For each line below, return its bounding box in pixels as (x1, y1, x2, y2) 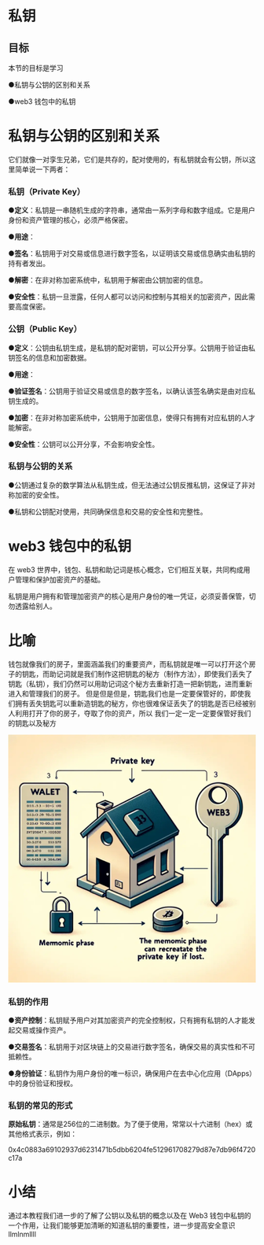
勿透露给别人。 (8, 601, 57, 611)
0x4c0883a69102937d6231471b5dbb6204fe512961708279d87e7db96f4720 (8, 1145, 256, 1154)
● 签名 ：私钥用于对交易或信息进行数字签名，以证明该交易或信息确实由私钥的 (8, 249, 255, 258)
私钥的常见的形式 (8, 1099, 73, 1110)
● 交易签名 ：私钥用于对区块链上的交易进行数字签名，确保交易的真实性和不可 (8, 1042, 255, 1051)
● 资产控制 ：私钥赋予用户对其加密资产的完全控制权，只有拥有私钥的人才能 (8, 1016, 249, 1025)
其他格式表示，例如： (8, 1129, 77, 1139)
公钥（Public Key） (8, 323, 82, 334)
